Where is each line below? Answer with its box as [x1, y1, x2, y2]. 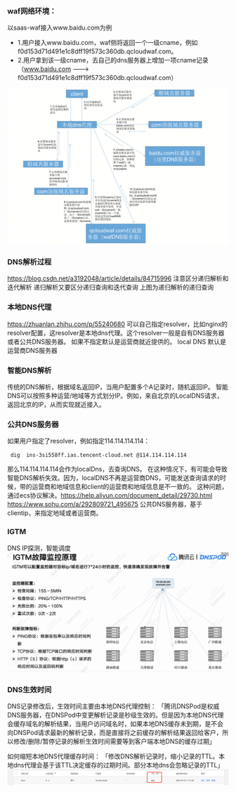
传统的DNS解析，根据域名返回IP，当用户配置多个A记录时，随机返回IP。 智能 [7, 383, 228, 391]
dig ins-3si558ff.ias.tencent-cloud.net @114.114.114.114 [10, 452, 188, 459]
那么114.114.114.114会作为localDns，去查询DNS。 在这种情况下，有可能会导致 [7, 465, 228, 474]
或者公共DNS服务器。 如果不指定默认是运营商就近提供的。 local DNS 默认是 [7, 337, 227, 346]
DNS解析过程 [7, 257, 52, 267]
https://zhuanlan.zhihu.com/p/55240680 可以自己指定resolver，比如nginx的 [7, 320, 228, 328]
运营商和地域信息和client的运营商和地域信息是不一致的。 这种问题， [31, 483, 228, 491]
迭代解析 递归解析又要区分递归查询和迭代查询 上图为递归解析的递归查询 [7, 283, 214, 292]
